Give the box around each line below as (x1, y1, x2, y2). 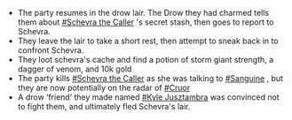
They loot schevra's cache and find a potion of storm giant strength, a (17, 55, 274, 64)
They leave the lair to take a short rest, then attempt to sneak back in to (17, 35, 279, 46)
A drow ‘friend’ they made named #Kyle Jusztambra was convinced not (17, 92, 280, 102)
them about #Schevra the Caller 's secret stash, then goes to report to (17, 17, 274, 27)
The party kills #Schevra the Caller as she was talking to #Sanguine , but (17, 73, 284, 83)
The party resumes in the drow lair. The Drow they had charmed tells (17, 8, 269, 18)
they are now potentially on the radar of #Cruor (17, 83, 191, 93)
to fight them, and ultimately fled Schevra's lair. (17, 101, 191, 111)
